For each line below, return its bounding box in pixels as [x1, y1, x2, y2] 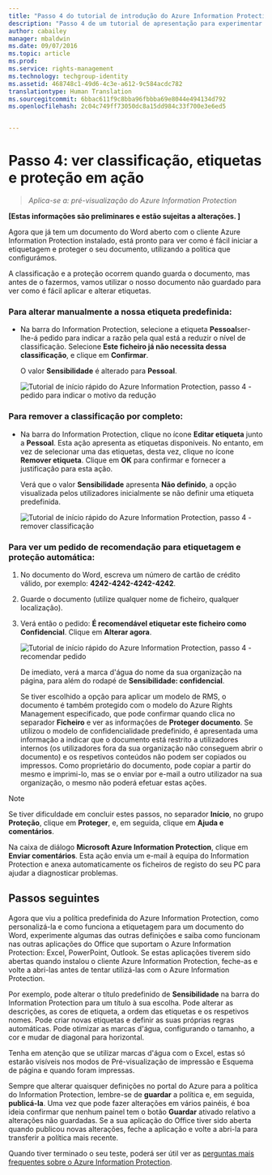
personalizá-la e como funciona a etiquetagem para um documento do [8, 922, 244, 932]
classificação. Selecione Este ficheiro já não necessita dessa [19, 342, 227, 351]
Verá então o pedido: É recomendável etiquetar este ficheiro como [19, 618, 247, 628]
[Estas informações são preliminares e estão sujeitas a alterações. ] [8, 212, 241, 222]
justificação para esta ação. [19, 463, 113, 473]
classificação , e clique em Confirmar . [19, 351, 149, 360]
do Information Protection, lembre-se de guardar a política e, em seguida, [8, 1089, 255, 1100]
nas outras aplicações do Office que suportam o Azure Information [8, 939, 232, 949]
